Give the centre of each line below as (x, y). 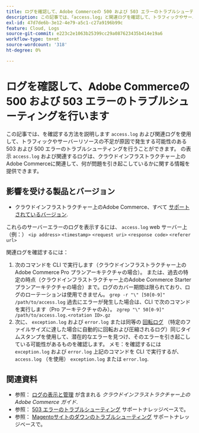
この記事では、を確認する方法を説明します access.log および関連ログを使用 (99, 133)
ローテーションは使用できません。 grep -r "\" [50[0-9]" (95, 294)
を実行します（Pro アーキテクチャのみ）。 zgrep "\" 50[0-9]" (89, 309)
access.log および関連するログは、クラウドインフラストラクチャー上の (99, 156)
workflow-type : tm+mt (33, 39)
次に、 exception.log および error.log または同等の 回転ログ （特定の (100, 321)
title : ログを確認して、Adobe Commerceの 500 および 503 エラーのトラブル (91, 12)
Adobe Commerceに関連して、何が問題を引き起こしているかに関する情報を (98, 163)
